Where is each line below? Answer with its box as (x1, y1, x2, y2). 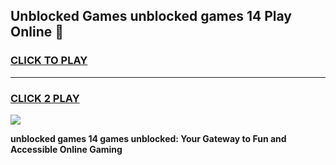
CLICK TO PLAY (10, 54, 88, 68)
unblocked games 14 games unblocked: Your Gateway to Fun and (10, 132, 287, 144)
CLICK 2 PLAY (10, 91, 80, 105)
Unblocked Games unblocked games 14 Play (10, 8, 293, 25)
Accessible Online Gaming (10, 143, 123, 155)
